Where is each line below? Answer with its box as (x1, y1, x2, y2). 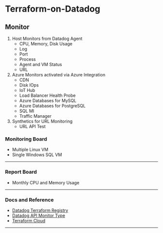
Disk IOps (19, 82, 39, 88)
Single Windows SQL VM (12, 152, 62, 158)
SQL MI (19, 108, 34, 114)
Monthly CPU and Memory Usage (12, 179, 80, 185)
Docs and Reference (5, 196, 54, 203)
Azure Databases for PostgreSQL (19, 103, 86, 108)
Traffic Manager (19, 113, 52, 119)
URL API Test (19, 124, 46, 129)
